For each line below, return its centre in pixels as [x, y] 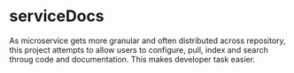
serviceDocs [57, 16]
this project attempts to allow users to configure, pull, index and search [139, 49]
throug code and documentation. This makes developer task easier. [132, 59]
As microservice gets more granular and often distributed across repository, [147, 40]
